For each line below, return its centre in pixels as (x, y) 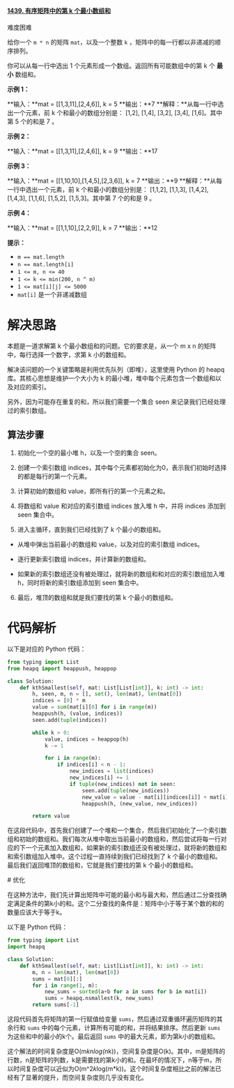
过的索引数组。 (29, 411)
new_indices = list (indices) (112, 771)
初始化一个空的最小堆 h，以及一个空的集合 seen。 (89, 453)
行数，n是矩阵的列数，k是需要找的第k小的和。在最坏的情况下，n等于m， (111, 1060)
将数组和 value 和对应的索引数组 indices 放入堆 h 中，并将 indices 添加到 (122, 506)
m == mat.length (41, 257)
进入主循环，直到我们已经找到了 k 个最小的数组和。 (91, 529)
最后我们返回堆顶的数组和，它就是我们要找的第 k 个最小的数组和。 (102, 866)
